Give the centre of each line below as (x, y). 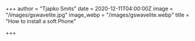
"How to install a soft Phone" (41, 21)
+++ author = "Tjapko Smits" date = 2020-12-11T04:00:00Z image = (89, 9)
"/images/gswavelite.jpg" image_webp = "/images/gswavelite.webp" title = (97, 15)
